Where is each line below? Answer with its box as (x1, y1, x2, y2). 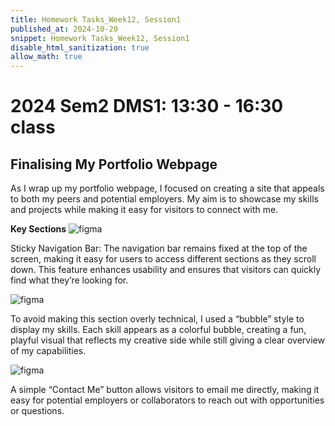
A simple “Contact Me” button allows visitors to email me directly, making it (10, 384, 320, 396)
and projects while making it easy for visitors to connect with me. (10, 204, 279, 216)
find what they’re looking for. (10, 274, 129, 286)
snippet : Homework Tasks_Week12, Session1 (10, 33, 190, 43)
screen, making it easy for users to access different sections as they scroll (10, 253, 317, 265)
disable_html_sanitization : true (10, 42, 150, 53)
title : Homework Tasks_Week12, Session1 (10, 14, 182, 25)
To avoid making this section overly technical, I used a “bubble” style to (10, 313, 305, 325)
